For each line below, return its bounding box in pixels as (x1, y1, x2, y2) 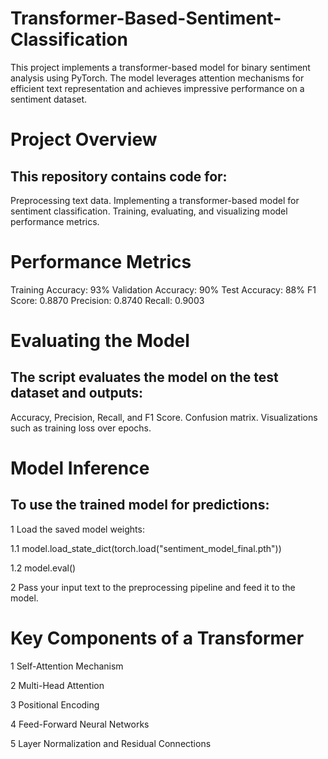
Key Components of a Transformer (10, 627, 305, 650)
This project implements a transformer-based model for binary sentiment (10, 61, 311, 73)
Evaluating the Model (10, 330, 190, 352)
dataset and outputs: (10, 385, 144, 402)
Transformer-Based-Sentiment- (10, 7, 282, 30)
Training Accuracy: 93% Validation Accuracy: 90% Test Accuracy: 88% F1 (10, 283, 317, 296)
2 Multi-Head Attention (10, 679, 105, 691)
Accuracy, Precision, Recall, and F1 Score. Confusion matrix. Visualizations (10, 411, 318, 423)
